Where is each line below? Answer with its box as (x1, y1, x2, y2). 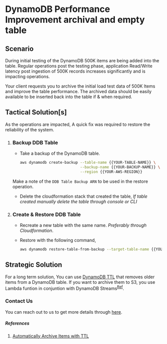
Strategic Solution (5, 260, 62, 269)
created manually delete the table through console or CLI (19, 198, 138, 205)
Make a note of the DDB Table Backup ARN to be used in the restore (12, 178, 148, 184)
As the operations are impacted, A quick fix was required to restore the (5, 121, 151, 127)
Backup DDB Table (12, 139, 58, 146)
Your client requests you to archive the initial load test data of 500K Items (5, 83, 156, 89)
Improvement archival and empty (5, 14, 145, 25)
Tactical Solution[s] (5, 108, 67, 116)
